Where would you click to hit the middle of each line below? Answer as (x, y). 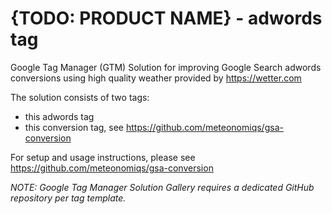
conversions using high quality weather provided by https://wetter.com (156, 78)
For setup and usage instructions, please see (103, 157)
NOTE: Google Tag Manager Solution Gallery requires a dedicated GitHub (162, 187)
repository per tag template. (68, 198)
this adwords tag (59, 116)
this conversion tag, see (74, 127)
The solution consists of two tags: (80, 97)
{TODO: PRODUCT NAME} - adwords (166, 18)
